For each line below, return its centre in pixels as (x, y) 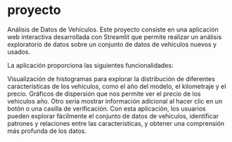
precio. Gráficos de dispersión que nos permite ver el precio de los (104, 94)
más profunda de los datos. (47, 131)
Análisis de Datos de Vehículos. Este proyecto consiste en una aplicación (113, 29)
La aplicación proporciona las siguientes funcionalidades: (90, 65)
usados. (19, 52)
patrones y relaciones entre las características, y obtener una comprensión (116, 123)
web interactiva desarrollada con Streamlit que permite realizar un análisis (115, 36)
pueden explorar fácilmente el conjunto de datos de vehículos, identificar (113, 116)
